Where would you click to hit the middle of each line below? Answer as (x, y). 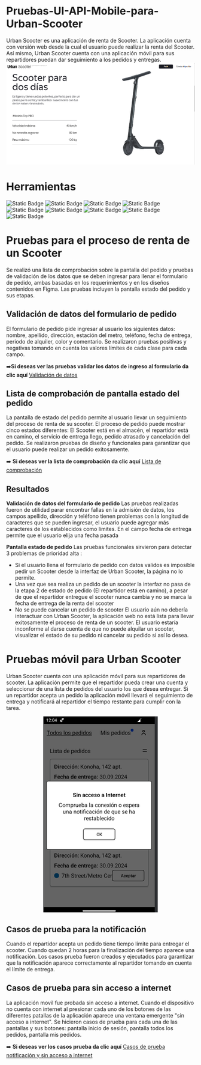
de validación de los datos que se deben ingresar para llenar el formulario (97, 276)
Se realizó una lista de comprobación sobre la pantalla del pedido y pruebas (100, 270)
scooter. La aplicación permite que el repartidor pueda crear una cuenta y (97, 682)
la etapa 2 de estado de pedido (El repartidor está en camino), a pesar (101, 590)
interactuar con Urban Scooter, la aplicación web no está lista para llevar (104, 616)
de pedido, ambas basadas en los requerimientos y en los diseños (88, 282)
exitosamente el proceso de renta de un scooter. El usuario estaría (96, 622)
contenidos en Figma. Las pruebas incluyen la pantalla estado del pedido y (98, 289)
